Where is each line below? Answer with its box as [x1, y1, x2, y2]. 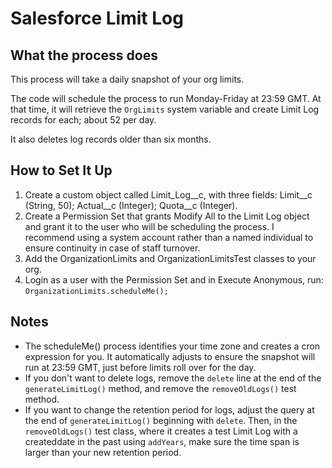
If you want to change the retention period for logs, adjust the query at [24, 403, 315, 416]
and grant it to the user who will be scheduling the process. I [24, 220, 275, 232]
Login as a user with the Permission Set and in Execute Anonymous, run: [24, 273, 324, 286]
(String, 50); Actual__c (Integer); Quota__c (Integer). [24, 199, 238, 211]
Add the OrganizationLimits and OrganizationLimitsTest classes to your [24, 252, 317, 264]
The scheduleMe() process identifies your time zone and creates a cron [24, 340, 321, 352]
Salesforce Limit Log [10, 7, 184, 30]
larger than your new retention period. [24, 446, 182, 458]
